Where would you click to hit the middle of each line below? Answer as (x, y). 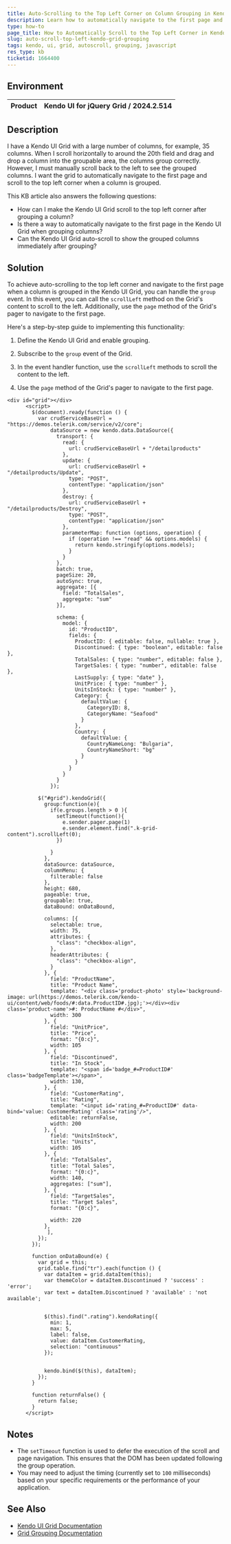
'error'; (20, 1287)
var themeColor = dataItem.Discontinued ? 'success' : (124, 1281)
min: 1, (61, 1323)
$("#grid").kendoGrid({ (72, 799)
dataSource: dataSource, (79, 865)
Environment (35, 86)
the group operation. (46, 1465)
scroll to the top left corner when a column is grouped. (84, 183)
